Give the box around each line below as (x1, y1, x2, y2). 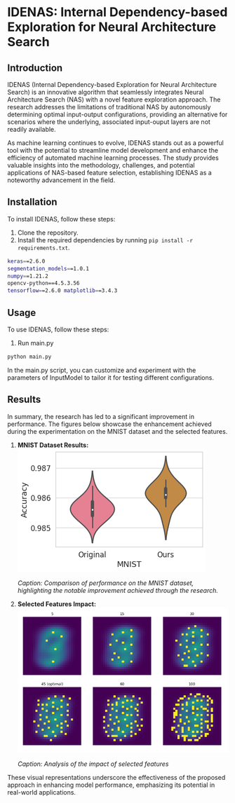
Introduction (7, 62, 63, 74)
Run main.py (17, 339, 54, 347)
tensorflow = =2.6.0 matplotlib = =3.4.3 (7, 287, 118, 294)
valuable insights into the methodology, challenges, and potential (7, 161, 195, 169)
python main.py (7, 353, 52, 360)
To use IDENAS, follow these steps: (7, 325, 109, 334)
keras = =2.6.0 (7, 257, 46, 265)
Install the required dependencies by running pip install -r (17, 235, 193, 244)
